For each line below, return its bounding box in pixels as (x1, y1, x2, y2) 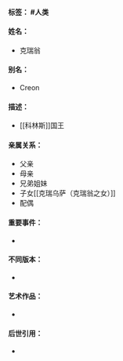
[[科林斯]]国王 (19, 121, 65, 130)
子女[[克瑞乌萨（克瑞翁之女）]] (19, 188, 116, 198)
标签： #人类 (8, 7, 49, 16)
